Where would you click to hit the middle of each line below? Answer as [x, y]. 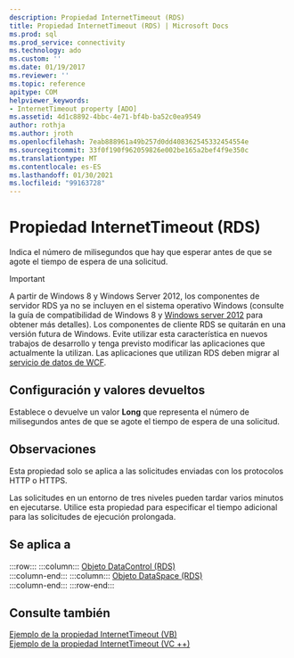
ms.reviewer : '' [39, 76]
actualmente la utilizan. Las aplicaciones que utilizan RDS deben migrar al [144, 353]
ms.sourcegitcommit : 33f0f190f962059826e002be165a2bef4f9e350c [129, 150]
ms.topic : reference [48, 84]
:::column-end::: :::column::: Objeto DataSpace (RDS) [106, 575]
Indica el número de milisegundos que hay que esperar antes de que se [141, 252]
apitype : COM [33, 92]
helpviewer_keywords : [49, 100]
